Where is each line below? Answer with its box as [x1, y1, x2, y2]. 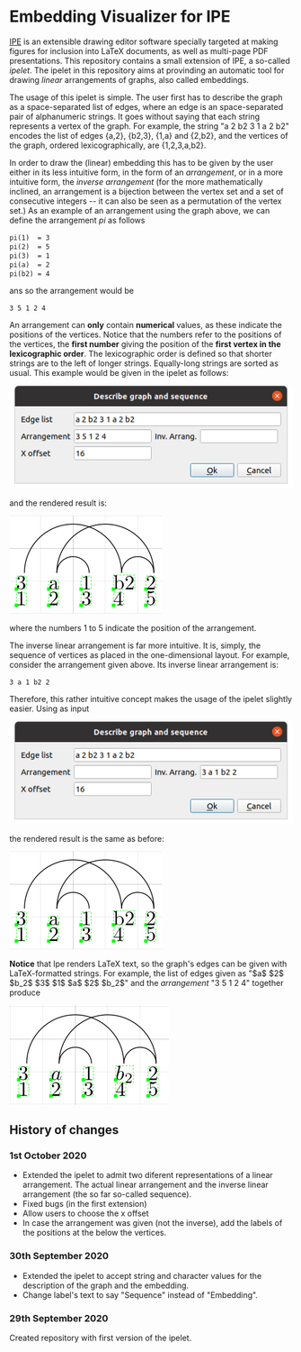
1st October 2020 [9, 1149, 87, 1162]
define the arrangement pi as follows [9, 215, 146, 225]
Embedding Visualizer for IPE [9, 6, 231, 27]
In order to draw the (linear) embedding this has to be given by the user [9, 157, 274, 168]
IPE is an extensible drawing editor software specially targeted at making [9, 36, 279, 47]
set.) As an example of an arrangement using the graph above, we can [9, 205, 270, 215]
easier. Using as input [9, 703, 90, 714]
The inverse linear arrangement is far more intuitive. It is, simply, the [9, 640, 261, 651]
